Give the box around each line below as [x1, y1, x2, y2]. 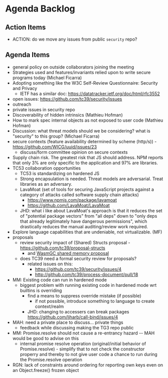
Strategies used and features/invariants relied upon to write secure [12, 69, 151, 75]
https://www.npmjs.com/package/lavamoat [27, 197, 117, 203]
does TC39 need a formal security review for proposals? [20, 255, 137, 261]
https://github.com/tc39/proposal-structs [20, 245, 105, 251]
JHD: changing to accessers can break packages [27, 308, 129, 314]
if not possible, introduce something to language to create [35, 298, 155, 304]
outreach [12, 101, 32, 107]
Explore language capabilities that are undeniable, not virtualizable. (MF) [12, 229, 162, 235]
